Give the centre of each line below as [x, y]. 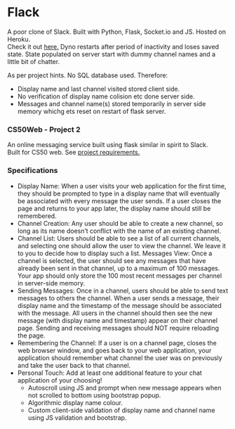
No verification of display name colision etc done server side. [106, 96]
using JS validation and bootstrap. [77, 417]
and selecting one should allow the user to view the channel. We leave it [122, 245]
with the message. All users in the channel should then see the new [115, 313]
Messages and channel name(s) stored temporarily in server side [112, 103]
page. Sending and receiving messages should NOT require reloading [118, 328]
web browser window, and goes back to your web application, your [114, 350]
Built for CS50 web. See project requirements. [74, 153]
